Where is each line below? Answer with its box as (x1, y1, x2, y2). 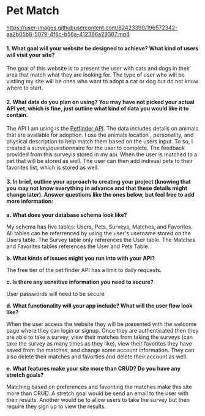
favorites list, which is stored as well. (6, 164, 99, 172)
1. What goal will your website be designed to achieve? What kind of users (6, 44, 199, 52)
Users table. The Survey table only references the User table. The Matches (6, 236, 196, 243)
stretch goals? (6, 371, 44, 379)
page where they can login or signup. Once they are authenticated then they (6, 327, 199, 334)
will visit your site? (6, 51, 55, 58)
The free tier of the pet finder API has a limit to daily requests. (6, 266, 162, 273)
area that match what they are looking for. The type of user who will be (6, 71, 185, 78)
